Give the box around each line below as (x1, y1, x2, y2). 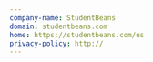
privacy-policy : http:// (9, 38, 104, 48)
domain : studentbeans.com (9, 22, 107, 31)
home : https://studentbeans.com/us (9, 30, 145, 39)
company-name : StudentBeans (9, 13, 117, 23)
